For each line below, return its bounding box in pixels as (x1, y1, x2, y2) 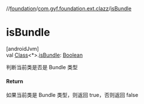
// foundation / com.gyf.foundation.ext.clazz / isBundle (6, 5, 132, 12)
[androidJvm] (6, 45, 40, 52)
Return (6, 77, 24, 84)
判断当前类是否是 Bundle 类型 (6, 63, 78, 70)
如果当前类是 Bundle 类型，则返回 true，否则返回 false (6, 92, 139, 99)
